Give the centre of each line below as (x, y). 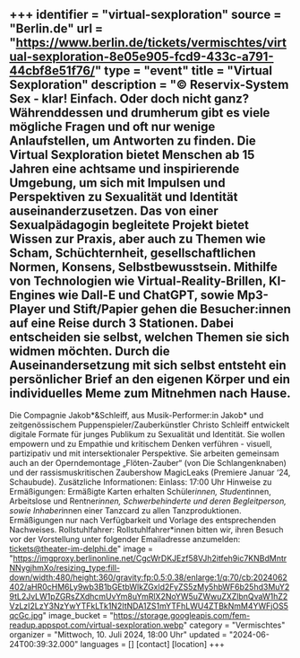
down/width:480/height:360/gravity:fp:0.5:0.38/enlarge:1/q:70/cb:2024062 (149, 577)
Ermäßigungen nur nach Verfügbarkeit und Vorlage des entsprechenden (143, 520)
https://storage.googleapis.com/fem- (182, 615)
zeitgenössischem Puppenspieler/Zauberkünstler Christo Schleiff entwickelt (150, 425)
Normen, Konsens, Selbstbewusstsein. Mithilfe (143, 267)
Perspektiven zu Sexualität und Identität (124, 197)
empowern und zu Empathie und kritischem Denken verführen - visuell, (141, 443)
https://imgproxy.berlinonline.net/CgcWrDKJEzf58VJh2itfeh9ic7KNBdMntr (150, 558)
